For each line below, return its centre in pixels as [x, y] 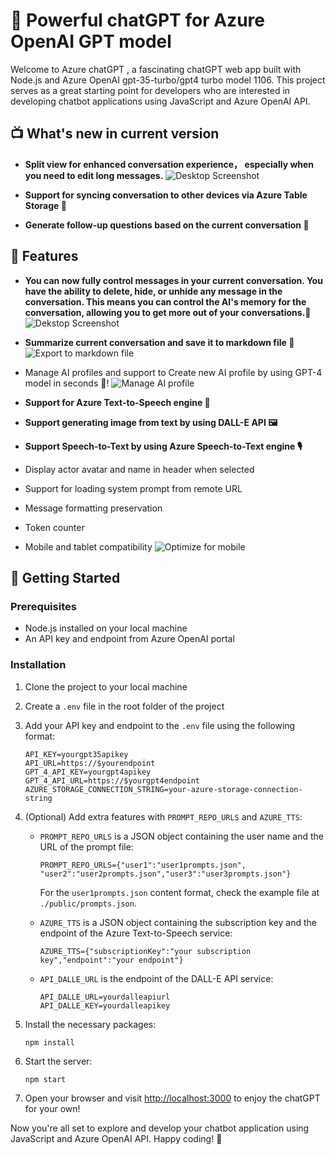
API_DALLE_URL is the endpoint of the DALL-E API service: [156, 978]
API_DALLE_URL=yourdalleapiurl [105, 997]
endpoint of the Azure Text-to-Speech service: [136, 933]
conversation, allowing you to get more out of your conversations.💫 [168, 312]
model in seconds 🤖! [67, 383]
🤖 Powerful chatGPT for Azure [137, 20]
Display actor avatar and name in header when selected [139, 469]
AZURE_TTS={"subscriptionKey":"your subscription [145, 951]
